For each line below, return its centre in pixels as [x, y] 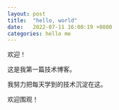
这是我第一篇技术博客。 [41, 69]
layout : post [27, 14]
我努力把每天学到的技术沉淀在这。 [57, 85]
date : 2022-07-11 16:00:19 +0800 [60, 27]
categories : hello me [39, 33]
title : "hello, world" [42, 20]
